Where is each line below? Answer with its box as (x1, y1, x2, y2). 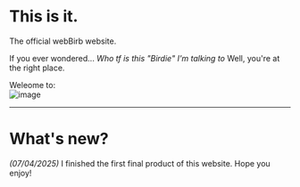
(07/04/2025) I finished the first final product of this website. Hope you (9, 158, 271, 168)
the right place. (9, 62, 65, 73)
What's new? (9, 129, 109, 149)
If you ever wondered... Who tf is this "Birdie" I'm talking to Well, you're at (9, 53, 280, 63)
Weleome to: (9, 79, 56, 90)
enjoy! (9, 167, 32, 178)
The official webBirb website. (9, 36, 117, 46)
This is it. (9, 6, 79, 27)
